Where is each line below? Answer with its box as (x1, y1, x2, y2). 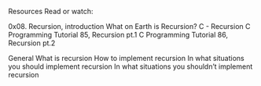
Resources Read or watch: (8, 7, 94, 16)
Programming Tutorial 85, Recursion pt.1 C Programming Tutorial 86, (8, 30, 228, 39)
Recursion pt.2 (8, 38, 56, 48)
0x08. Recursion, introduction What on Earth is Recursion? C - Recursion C (8, 22, 251, 30)
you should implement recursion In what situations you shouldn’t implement (8, 62, 253, 71)
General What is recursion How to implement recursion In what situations (8, 54, 245, 63)
